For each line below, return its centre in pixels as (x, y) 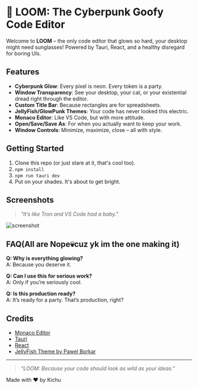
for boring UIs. (24, 53)
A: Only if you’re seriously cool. (44, 282)
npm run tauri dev (37, 176)
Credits (20, 319)
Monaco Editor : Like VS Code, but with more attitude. (80, 117)
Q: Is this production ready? (41, 294)
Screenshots (30, 200)
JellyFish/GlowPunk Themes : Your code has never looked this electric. (102, 111)
